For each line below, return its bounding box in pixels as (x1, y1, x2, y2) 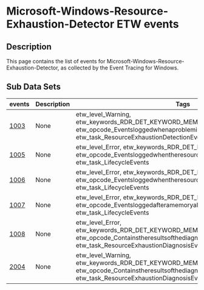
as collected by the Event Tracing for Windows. (60, 64, 179, 71)
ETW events (116, 17, 179, 31)
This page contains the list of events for (6, 58, 106, 65)
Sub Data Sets (6, 82, 61, 92)
